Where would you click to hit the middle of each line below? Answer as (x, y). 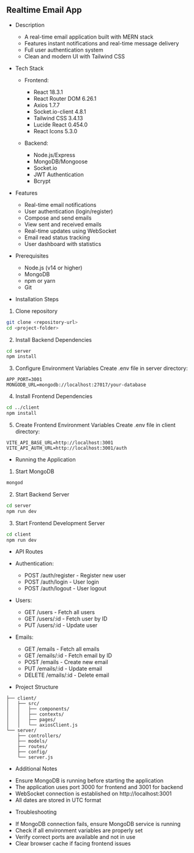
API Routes (29, 552)
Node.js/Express (54, 155)
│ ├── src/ (23, 704)
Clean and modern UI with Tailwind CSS (75, 56)
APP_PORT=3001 (24, 380)
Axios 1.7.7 (47, 105)
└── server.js (35, 757)
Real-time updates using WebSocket (70, 231)
